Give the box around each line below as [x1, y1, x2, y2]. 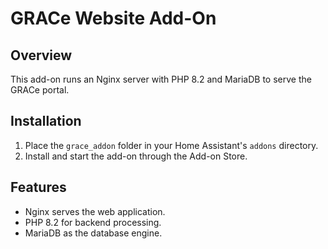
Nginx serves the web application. [24, 205, 166, 217]
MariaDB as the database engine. [24, 227, 163, 239]
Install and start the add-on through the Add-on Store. [24, 150, 248, 162]
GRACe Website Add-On [10, 7, 217, 30]
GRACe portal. [10, 84, 70, 96]
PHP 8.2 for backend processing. [24, 216, 162, 228]
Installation [10, 113, 82, 130]
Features [10, 179, 67, 196]
